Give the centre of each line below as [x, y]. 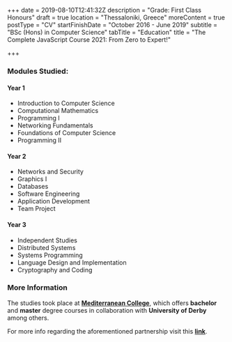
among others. [28, 318]
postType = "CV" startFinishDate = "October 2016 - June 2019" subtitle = [113, 25]
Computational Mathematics [58, 111]
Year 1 [16, 88]
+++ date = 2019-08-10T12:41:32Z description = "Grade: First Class [105, 10]
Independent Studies [47, 240]
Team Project [36, 209]
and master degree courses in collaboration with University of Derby [107, 310]
